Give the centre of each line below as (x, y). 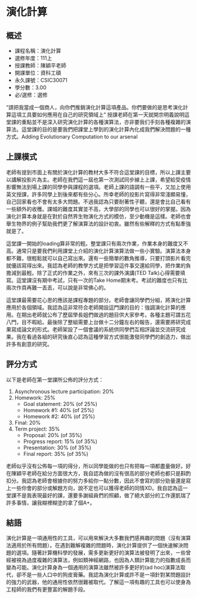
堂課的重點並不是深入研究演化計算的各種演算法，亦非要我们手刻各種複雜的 (96, 122)
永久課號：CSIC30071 (41, 80)
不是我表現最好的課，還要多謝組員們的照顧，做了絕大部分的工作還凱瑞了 (103, 495)
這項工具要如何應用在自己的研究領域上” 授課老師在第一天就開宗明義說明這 (100, 115)
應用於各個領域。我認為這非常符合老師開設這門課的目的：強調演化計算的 (93, 307)
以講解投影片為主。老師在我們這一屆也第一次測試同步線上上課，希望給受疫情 (98, 179)
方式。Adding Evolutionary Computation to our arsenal (72, 137)
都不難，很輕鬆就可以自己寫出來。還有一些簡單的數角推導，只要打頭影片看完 (98, 258)
